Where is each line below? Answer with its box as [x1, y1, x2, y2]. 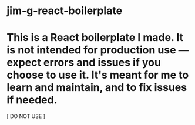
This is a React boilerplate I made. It [6, 31, 184, 45]
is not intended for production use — [6, 43, 189, 57]
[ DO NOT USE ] [6, 113, 46, 120]
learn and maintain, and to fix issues [6, 81, 187, 94]
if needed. [6, 93, 58, 107]
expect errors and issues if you [6, 56, 161, 69]
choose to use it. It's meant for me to [6, 69, 189, 82]
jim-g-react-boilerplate [6, 4, 123, 18]
